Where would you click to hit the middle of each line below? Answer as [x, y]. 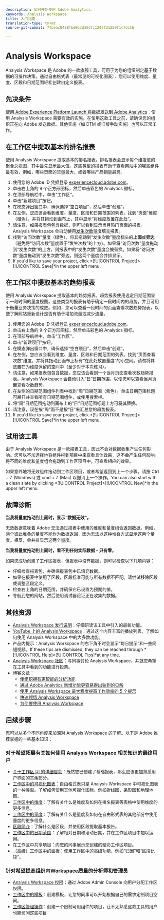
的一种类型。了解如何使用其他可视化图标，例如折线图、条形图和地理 [81, 790]
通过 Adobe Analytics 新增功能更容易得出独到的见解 [72, 685]
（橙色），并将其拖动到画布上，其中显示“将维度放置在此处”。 [73, 219]
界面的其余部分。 [34, 778]
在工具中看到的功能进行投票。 [42, 666]
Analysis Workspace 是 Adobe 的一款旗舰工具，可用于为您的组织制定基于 [79, 70]
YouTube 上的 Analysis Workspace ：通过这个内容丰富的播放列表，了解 [83, 631]
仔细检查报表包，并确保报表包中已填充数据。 [57, 571]
